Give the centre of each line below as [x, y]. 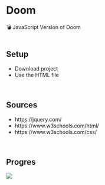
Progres [21, 162]
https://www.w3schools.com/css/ [56, 132]
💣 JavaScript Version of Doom [44, 27]
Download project [36, 68]
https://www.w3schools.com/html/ [57, 126]
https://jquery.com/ [38, 119]
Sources [22, 105]
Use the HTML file [37, 75]
